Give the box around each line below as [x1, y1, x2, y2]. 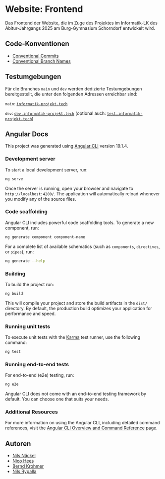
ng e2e [5, 382, 19, 387]
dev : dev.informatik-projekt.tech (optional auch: [5, 110, 106, 116]
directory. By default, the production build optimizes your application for [5, 305, 153, 311]
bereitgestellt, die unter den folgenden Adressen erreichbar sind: [5, 91, 138, 97]
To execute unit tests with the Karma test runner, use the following [5, 334, 140, 340]
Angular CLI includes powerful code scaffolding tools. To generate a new [5, 220, 154, 226]
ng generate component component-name [5, 235, 85, 239]
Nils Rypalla [12, 469, 37, 475]
